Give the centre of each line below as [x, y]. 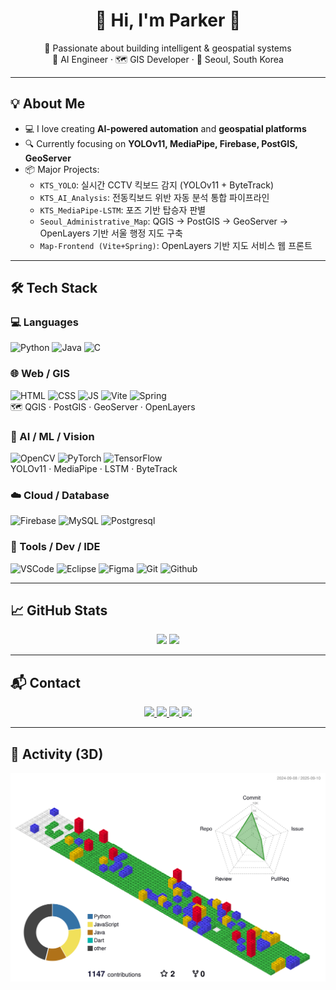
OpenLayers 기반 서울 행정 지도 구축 [111, 233]
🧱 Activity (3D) [57, 754]
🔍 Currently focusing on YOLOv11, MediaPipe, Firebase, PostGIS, [161, 143]
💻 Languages [44, 322]
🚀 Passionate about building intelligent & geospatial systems [168, 48]
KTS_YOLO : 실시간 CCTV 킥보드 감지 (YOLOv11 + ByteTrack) [157, 185]
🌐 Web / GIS [40, 374]
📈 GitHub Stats [59, 610]
